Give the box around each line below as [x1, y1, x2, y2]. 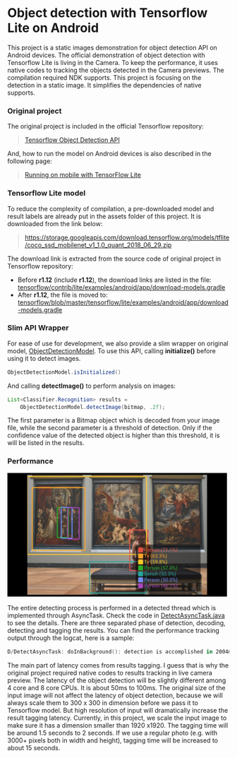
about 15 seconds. [7, 743, 61, 752]
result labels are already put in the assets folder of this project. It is [7, 212, 202, 220]
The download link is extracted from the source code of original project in [7, 254, 221, 263]
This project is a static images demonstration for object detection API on [7, 43, 217, 52]
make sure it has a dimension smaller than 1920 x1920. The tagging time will [7, 721, 229, 729]
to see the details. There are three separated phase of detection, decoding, [7, 618, 226, 627]
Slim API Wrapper [7, 323, 69, 333]
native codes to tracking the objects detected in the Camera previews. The [7, 66, 224, 74]
